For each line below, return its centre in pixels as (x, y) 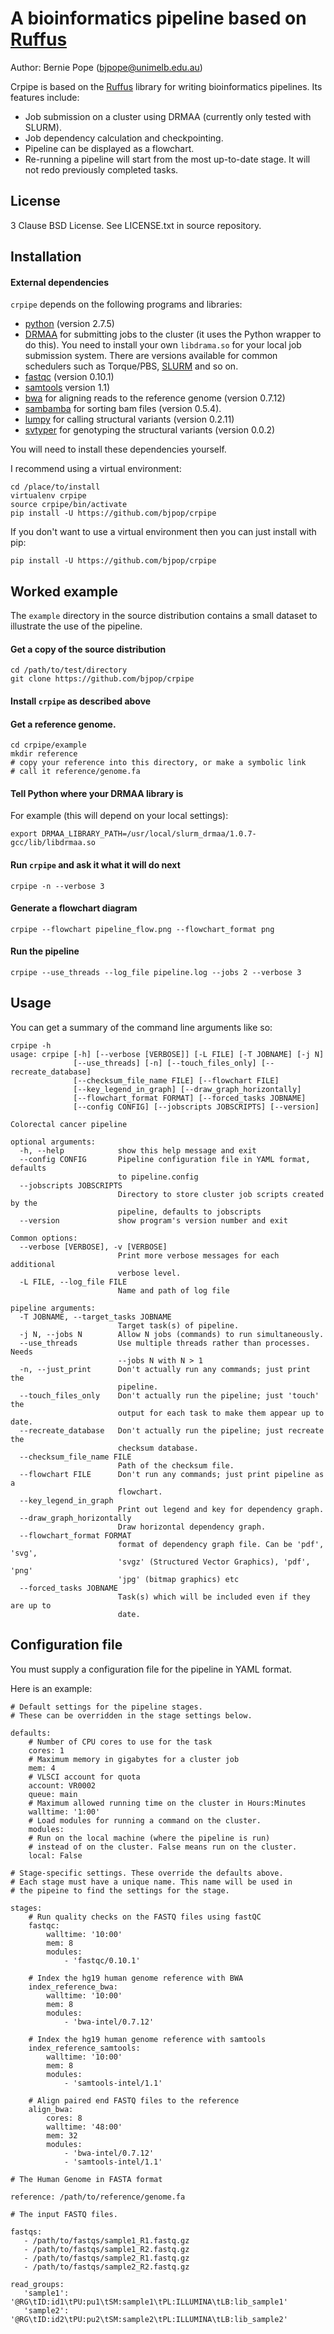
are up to (31, 1605)
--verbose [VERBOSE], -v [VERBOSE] (93, 1247)
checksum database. (158, 1448)
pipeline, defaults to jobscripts (189, 1212)
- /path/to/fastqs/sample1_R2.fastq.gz (106, 2249)
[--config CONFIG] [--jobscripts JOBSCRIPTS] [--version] (196, 1107)
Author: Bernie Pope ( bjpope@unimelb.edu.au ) (106, 67)
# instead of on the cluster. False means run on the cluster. (163, 1847)
